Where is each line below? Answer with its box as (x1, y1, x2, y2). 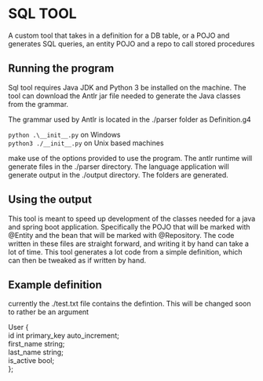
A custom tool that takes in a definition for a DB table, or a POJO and (8, 31, 230, 40)
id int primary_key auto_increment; (8, 331, 119, 340)
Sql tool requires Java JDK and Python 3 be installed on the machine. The (8, 82, 247, 92)
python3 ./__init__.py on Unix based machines (8, 138, 164, 148)
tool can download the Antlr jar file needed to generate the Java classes (8, 91, 241, 101)
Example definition (8, 278, 102, 291)
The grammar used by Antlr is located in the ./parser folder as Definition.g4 (8, 115, 251, 124)
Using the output (8, 193, 93, 207)
